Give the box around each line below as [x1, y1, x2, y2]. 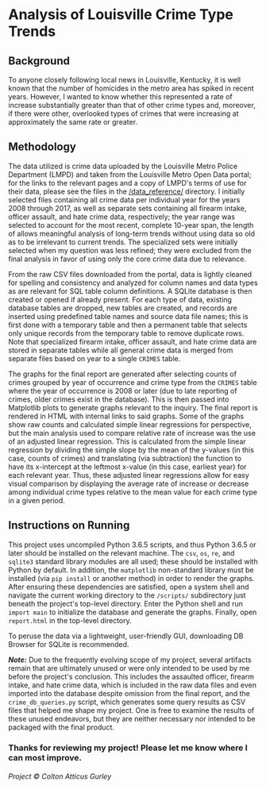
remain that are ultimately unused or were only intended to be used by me [8, 663, 250, 672]
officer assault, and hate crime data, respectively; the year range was [8, 212, 236, 221]
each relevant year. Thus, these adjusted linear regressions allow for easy [8, 470, 250, 479]
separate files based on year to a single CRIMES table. [8, 353, 181, 363]
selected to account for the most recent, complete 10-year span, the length [8, 220, 254, 229]
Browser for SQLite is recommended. [8, 639, 129, 649]
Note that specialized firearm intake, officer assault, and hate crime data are [8, 337, 257, 346]
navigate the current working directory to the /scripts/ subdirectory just [8, 590, 246, 600]
